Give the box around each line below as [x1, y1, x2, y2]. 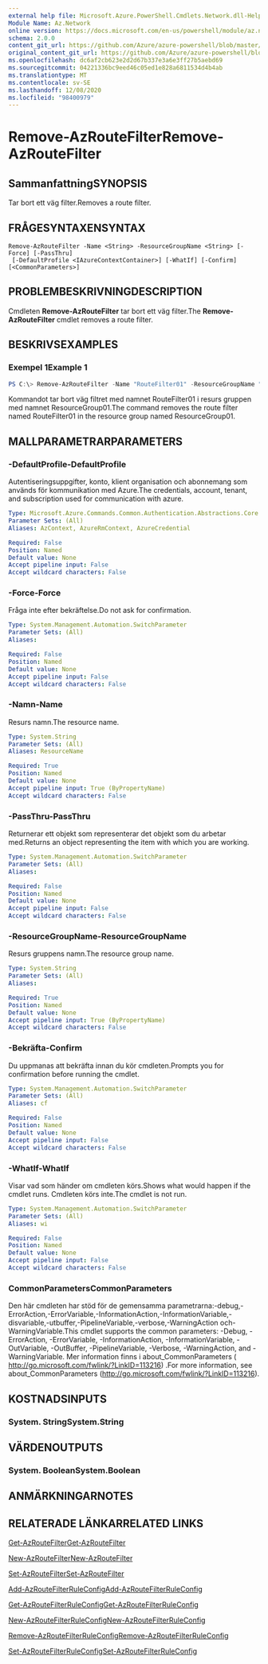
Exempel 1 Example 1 [8, 362, 88, 373]
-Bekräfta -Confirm [8, 1042, 82, 1054]
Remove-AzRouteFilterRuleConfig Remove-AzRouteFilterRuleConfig [8, 1631, 229, 1641]
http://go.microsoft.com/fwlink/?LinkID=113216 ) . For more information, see [8, 1361, 253, 1370]
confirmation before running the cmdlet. [8, 1069, 140, 1078]
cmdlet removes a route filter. [57, 314, 153, 324]
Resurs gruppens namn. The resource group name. [8, 949, 174, 958]
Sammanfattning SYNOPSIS [8, 177, 148, 190]
